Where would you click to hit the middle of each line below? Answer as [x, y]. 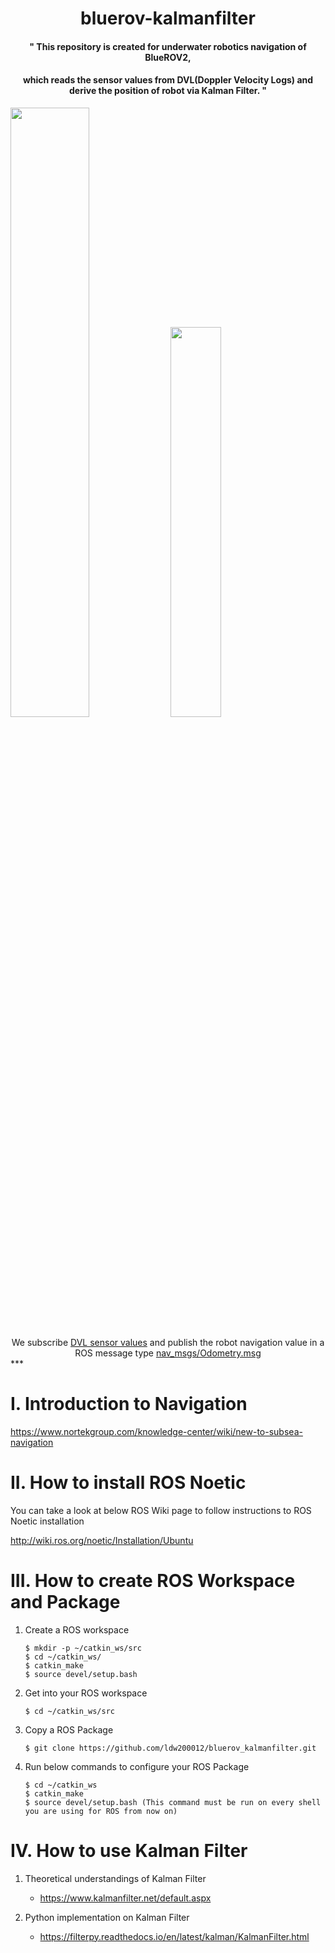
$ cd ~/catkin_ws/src [69, 1711]
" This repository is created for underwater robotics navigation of [168, 46]
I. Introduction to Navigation [129, 1404]
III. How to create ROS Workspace [153, 1581]
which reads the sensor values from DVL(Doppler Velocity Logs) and [168, 80]
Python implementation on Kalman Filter [107, 1917]
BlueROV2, [168, 57]
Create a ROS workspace [77, 1629]
